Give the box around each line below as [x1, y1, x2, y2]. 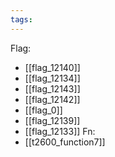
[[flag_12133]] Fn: [24, 125, 96, 137]
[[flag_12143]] [24, 82, 81, 95]
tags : [10, 14, 33, 25]
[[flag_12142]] [24, 93, 81, 105]
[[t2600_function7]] [24, 136, 106, 148]
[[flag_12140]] [24, 61, 81, 73]
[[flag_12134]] [24, 72, 81, 84]
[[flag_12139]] [24, 114, 81, 126]
